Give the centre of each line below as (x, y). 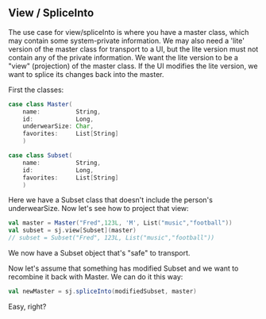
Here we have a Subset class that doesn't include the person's (110, 200)
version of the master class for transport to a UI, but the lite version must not (133, 49)
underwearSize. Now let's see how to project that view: (98, 209)
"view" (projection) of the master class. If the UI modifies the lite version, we (133, 66)
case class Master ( (40, 104)
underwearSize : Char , (58, 126)
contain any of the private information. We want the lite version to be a (123, 57)
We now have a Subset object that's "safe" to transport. (99, 253)
